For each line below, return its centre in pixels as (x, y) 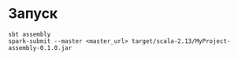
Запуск (33, 14)
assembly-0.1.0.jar (40, 48)
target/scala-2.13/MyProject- (181, 41)
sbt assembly (30, 34)
